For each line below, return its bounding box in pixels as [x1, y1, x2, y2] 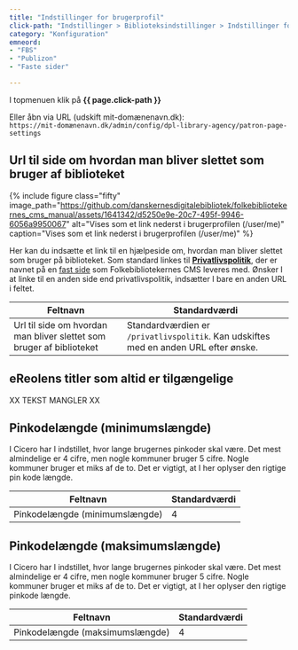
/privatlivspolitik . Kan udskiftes [127, 330, 271, 342]
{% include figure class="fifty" [9, 190, 122, 200]
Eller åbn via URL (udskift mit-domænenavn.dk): [9, 112, 184, 122]
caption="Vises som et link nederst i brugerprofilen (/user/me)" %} [9, 228, 255, 239]
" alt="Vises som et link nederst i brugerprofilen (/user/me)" [66, 218, 285, 229]
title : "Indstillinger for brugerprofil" [9, 12, 165, 22]
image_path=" [9, 200, 61, 210]
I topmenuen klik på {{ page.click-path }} [9, 94, 161, 105]
